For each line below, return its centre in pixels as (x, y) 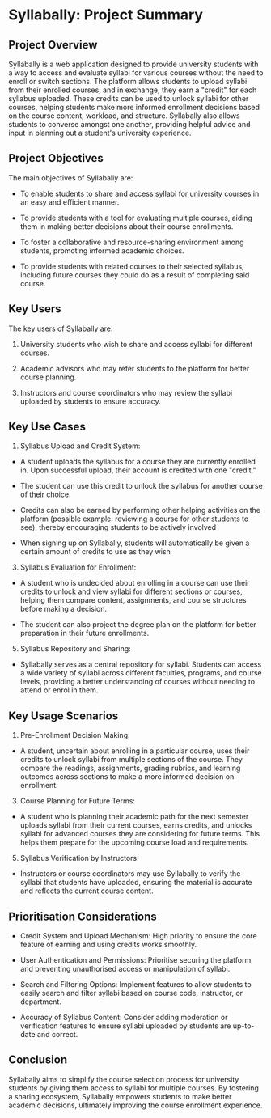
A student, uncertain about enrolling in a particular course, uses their (135, 751)
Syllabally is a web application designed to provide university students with (133, 64)
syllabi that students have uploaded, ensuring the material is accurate (136, 883)
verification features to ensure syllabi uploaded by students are (125, 1026)
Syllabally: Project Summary (106, 15)
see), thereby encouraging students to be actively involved (118, 527)
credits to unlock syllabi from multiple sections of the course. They (131, 760)
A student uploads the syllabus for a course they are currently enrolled (138, 462)
